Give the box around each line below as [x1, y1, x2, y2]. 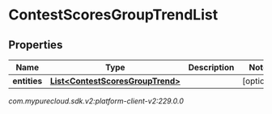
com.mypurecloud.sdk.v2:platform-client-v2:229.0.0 [8, 96, 185, 106]
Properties [8, 38, 63, 52]
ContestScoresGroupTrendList [8, 6, 219, 24]
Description [188, 62, 235, 73]
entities [12, 75, 43, 87]
